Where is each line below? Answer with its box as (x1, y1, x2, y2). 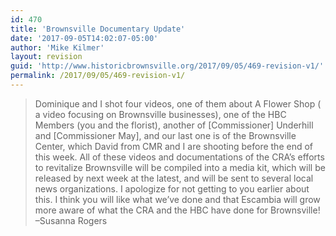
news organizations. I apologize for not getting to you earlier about (34, 182, 310, 195)
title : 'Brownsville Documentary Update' (10, 24, 186, 34)
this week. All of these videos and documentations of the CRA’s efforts (34, 151, 325, 163)
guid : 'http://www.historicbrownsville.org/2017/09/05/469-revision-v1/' (10, 61, 325, 71)
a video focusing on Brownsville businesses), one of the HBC (34, 108, 287, 120)
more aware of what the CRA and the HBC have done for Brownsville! (34, 204, 321, 216)
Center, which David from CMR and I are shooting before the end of (34, 140, 314, 152)
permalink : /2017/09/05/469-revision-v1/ (10, 71, 186, 81)
